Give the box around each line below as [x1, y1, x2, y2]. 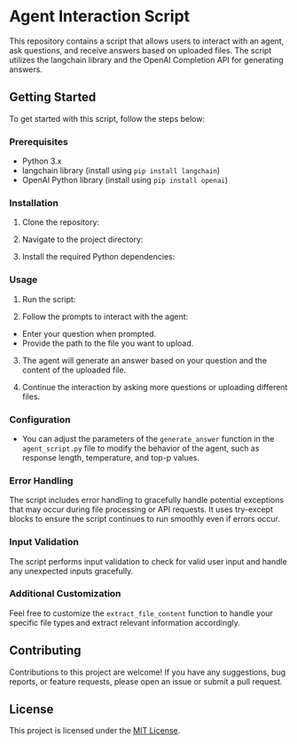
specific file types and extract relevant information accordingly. [9, 617, 241, 628]
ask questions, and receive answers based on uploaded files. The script [9, 44, 272, 55]
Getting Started [9, 90, 97, 105]
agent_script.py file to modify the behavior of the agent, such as [21, 443, 260, 453]
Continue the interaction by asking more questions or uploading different [21, 381, 288, 392]
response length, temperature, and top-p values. [21, 452, 200, 463]
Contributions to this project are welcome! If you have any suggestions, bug [9, 667, 286, 677]
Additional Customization [9, 588, 121, 600]
